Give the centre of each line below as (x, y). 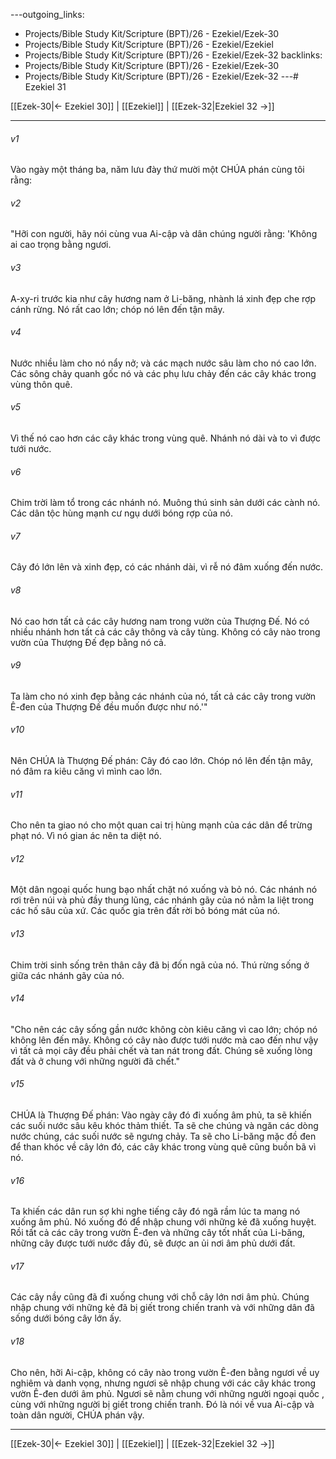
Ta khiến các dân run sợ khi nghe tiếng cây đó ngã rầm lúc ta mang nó (155, 1211)
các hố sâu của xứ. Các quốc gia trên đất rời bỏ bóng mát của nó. (145, 911)
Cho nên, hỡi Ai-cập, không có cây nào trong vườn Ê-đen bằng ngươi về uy (165, 1372)
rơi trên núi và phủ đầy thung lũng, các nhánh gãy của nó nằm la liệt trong (162, 900)
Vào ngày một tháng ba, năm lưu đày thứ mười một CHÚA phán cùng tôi (157, 170)
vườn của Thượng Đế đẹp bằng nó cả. (88, 642)
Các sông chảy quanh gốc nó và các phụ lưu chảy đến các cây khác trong (163, 373)
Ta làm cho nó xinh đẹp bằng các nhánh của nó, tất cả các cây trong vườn (163, 696)
